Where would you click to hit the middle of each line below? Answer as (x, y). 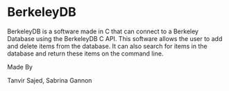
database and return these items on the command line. (85, 53)
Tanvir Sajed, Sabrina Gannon (50, 80)
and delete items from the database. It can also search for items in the (107, 46)
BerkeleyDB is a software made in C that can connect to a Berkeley (103, 31)
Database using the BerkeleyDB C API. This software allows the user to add (115, 38)
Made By (20, 67)
